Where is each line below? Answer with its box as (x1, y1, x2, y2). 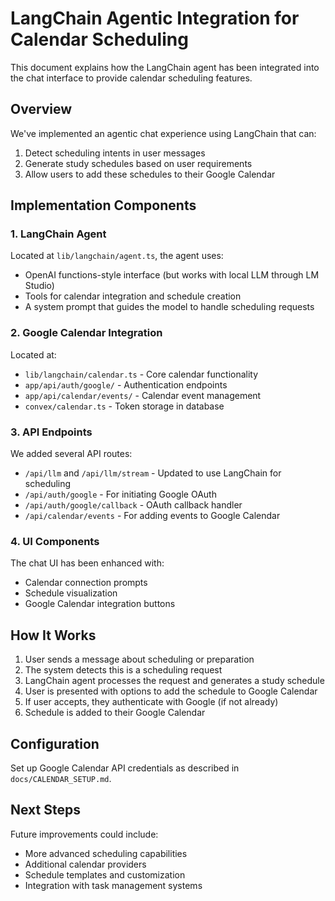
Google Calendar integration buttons (24, 598, 176, 610)
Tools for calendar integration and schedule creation (24, 290, 242, 302)
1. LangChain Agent (10, 227, 107, 241)
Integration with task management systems (24, 879, 203, 891)
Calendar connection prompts (24, 577, 148, 589)
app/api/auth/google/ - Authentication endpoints (24, 378, 228, 391)
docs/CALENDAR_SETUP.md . (10, 772, 112, 784)
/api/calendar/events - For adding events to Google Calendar (24, 510, 281, 522)
